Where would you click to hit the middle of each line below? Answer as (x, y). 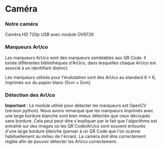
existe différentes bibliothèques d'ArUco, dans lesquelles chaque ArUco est (81, 63)
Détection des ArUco (30, 95)
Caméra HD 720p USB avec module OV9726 (49, 34)
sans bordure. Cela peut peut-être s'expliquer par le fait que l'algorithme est (81, 121)
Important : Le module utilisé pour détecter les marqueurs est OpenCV (76, 105)
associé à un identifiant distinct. (37, 68)
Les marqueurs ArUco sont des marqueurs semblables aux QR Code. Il (76, 58)
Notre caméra (22, 24)
